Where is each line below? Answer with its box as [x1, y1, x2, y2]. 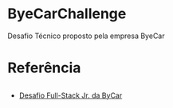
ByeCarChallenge [7, 5, 127, 23]
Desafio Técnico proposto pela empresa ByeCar [7, 31, 165, 40]
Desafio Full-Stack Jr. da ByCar [18, 91, 123, 100]
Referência [7, 59, 81, 77]
